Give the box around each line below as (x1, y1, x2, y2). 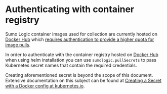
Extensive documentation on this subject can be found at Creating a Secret (5, 77, 162, 83)
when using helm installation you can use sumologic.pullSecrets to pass (5, 57, 157, 63)
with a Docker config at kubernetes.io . (5, 82, 85, 89)
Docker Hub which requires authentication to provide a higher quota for (5, 36, 154, 42)
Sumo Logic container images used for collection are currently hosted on (5, 31, 158, 37)
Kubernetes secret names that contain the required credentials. (5, 62, 137, 68)
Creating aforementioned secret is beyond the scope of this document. (5, 72, 153, 78)
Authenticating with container (5, 4, 135, 15)
